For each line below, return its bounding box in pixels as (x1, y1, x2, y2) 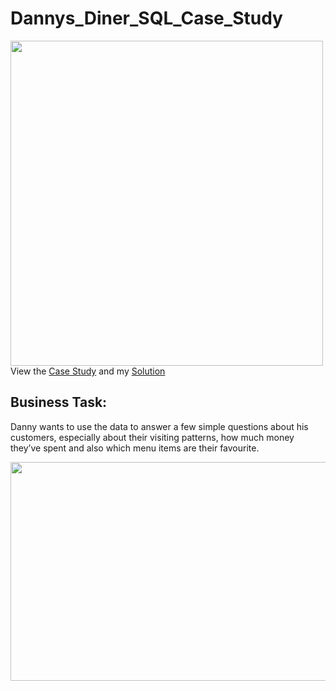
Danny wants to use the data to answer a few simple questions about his (10, 420, 309, 432)
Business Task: (10, 394, 108, 411)
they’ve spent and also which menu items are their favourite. (10, 442, 260, 454)
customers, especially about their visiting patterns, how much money (10, 431, 295, 443)
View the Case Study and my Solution (10, 365, 166, 377)
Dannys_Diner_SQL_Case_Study (10, 7, 283, 30)
